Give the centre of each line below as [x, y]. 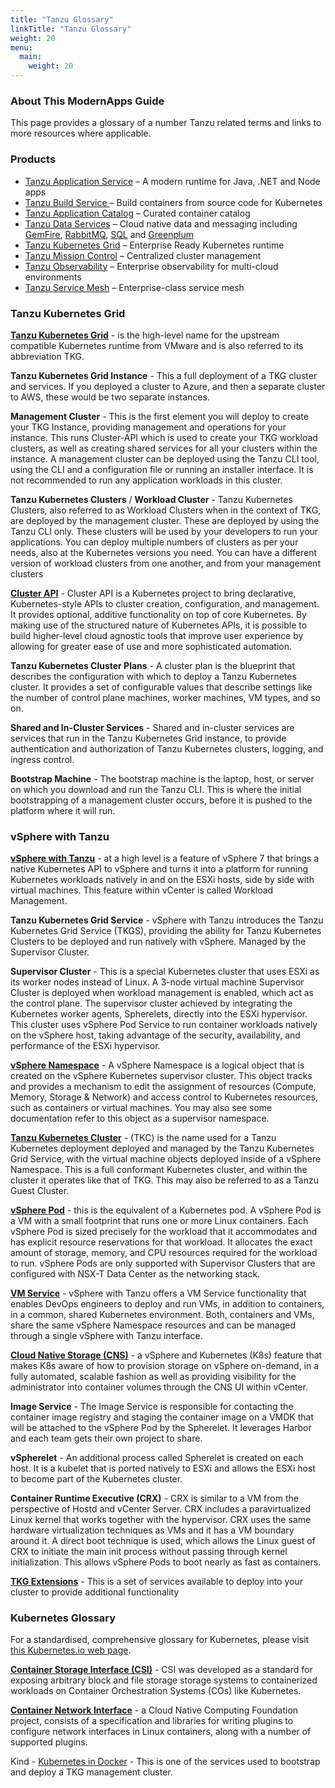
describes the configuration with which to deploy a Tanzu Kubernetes [153, 676]
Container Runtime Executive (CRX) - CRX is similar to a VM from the [154, 1498]
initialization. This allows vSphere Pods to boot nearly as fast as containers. [166, 1562]
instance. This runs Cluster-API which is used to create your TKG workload [164, 437]
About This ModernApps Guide [87, 101]
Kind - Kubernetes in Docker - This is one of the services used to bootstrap [165, 1762]
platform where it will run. [63, 810]
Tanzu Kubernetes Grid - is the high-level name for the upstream [145, 335]
